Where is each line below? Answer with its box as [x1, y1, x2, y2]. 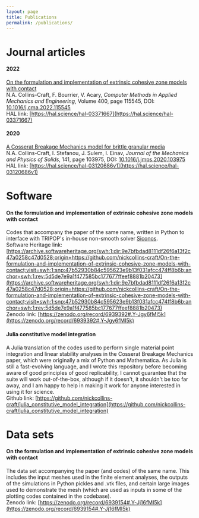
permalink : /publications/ [6, 20, 73, 26]
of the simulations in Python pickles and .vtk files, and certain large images [6, 479, 190, 487]
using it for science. [6, 388, 55, 395]
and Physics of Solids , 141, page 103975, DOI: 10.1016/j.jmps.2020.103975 [6, 156, 186, 163]
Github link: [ [6, 394, 37, 402]
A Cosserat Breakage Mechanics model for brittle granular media [6, 143, 165, 150]
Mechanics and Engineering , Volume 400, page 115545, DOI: [6, 97, 155, 105]
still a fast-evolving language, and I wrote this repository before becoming [6, 363, 187, 370]
